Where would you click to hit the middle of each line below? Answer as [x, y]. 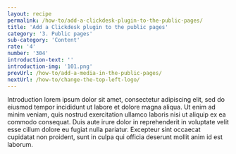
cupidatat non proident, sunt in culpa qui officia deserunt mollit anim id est [115, 137]
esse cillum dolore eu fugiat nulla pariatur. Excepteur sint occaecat [104, 130]
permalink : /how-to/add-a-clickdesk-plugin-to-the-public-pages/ [105, 20]
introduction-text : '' [41, 60]
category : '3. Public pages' [50, 34]
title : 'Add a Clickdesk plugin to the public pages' [88, 27]
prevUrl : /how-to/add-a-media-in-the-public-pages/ [85, 73]
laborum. [20, 145]
